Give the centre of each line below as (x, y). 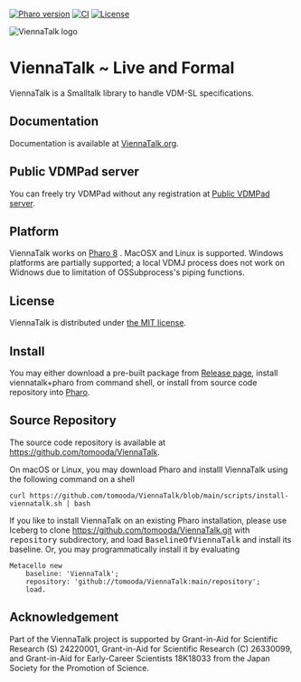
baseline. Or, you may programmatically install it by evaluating (125, 549)
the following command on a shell (72, 478)
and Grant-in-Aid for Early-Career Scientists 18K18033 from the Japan (140, 658)
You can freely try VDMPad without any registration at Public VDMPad (140, 194)
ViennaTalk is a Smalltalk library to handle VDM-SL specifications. (132, 93)
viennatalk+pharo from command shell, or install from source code (133, 383)
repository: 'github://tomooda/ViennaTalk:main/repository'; (143, 582)
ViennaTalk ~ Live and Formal (122, 68)
